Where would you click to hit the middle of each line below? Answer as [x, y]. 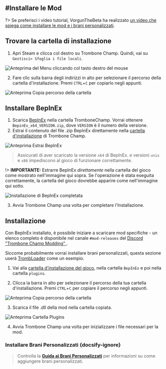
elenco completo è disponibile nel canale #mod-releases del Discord [74, 238]
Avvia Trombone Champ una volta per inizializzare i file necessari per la [85, 327]
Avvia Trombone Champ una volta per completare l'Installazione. [78, 205]
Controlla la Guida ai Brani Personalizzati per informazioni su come [86, 356]
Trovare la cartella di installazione [58, 41]
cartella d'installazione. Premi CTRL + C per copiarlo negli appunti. [77, 83]
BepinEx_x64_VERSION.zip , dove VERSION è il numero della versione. [80, 125]
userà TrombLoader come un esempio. [45, 259]
